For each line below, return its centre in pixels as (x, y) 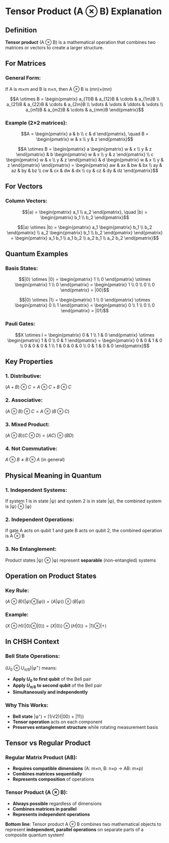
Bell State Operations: (33, 656)
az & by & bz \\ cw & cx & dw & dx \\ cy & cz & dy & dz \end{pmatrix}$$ (85, 170)
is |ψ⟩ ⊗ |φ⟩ (18, 506)
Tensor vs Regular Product (48, 743)
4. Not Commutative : (31, 448)
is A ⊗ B (15, 536)
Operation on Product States (51, 576)
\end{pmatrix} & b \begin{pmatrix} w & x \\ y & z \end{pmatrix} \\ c (85, 154)
